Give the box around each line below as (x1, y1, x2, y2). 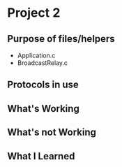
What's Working (7, 103, 80, 115)
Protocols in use (7, 79, 79, 91)
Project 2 (7, 5, 61, 21)
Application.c (17, 51, 56, 59)
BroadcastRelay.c (17, 59, 68, 67)
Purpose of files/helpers (7, 33, 115, 45)
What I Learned (7, 150, 75, 162)
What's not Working (7, 126, 96, 138)
